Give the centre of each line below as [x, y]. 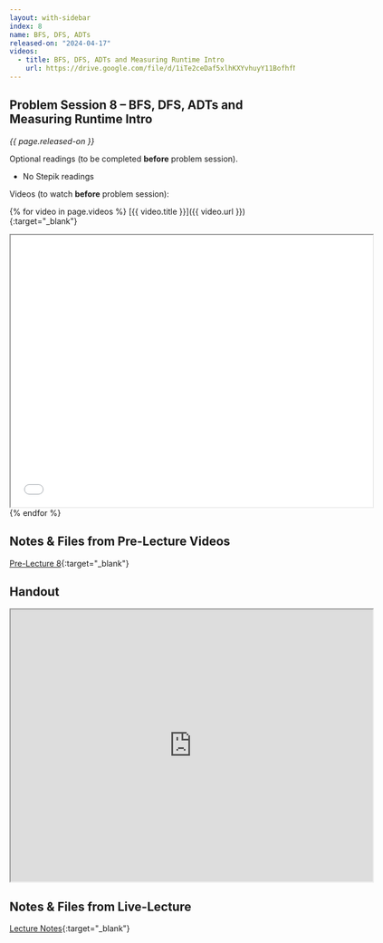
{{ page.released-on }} [52, 141]
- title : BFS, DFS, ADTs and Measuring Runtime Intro [121, 60]
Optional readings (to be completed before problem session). [124, 159]
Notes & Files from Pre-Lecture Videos [120, 542]
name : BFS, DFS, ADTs [50, 34]
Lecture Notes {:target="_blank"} [70, 928]
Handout [34, 592]
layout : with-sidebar [50, 18]
